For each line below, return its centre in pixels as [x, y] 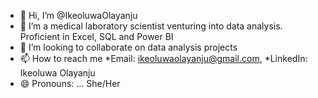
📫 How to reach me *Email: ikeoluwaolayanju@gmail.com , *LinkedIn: [163, 58]
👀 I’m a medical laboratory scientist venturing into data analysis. [151, 26]
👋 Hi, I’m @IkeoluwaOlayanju [78, 15]
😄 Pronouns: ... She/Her [70, 83]
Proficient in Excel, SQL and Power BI [96, 36]
